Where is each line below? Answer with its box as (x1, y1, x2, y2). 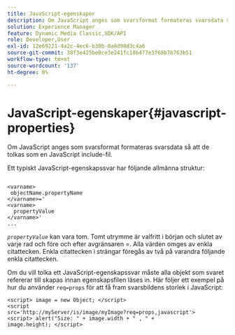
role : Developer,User (7, 36, 71, 43)
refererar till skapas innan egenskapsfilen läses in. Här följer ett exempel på (7, 276, 225, 284)
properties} (7, 120, 76, 136)
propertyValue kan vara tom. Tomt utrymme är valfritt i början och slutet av (7, 232, 222, 241)
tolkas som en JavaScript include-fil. (7, 150, 113, 159)
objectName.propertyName (10, 190, 83, 197)
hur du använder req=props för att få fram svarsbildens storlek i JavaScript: (7, 283, 224, 292)
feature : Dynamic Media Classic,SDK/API (7, 29, 127, 37)
